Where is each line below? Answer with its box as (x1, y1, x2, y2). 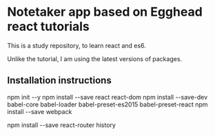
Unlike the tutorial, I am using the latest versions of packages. (7, 54, 183, 63)
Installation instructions (7, 75, 112, 87)
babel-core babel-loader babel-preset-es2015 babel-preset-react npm (7, 100, 208, 109)
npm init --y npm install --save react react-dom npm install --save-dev (7, 93, 208, 101)
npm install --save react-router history (7, 121, 116, 129)
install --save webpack (7, 107, 72, 115)
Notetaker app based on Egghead (7, 4, 203, 20)
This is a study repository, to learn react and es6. (7, 41, 146, 49)
